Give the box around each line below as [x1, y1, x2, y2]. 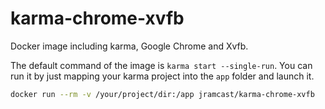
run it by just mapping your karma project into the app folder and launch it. [10, 70, 315, 82]
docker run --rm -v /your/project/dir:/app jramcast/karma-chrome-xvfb [10, 89, 315, 99]
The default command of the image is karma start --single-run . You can [10, 59, 313, 71]
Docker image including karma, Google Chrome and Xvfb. [10, 40, 249, 52]
